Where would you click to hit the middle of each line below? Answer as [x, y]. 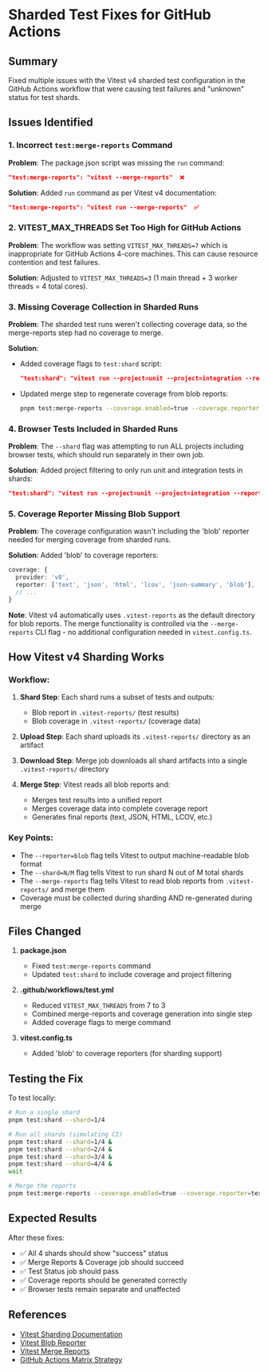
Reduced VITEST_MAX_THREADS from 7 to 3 [99, 1006]
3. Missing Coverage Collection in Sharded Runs [104, 307]
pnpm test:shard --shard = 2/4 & [60, 1149]
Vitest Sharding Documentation [71, 1334]
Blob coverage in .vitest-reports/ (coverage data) [116, 721]
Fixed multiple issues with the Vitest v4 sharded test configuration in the [127, 80]
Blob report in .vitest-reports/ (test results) [105, 712]
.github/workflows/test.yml [67, 990]
